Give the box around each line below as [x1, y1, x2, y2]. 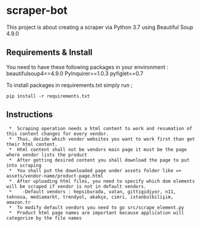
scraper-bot [6, 4, 68, 17]
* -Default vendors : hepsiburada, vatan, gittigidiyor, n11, [8, 188, 176, 194]
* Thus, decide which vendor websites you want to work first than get [8, 136, 196, 142]
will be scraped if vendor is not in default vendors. [6, 183, 147, 190]
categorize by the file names [6, 215, 82, 221]
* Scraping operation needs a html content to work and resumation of [8, 125, 193, 131]
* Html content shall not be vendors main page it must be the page [8, 146, 187, 152]
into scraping [6, 162, 42, 169]
